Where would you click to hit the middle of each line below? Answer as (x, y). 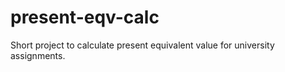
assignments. (38, 55)
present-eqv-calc (85, 17)
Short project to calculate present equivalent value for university (142, 45)
